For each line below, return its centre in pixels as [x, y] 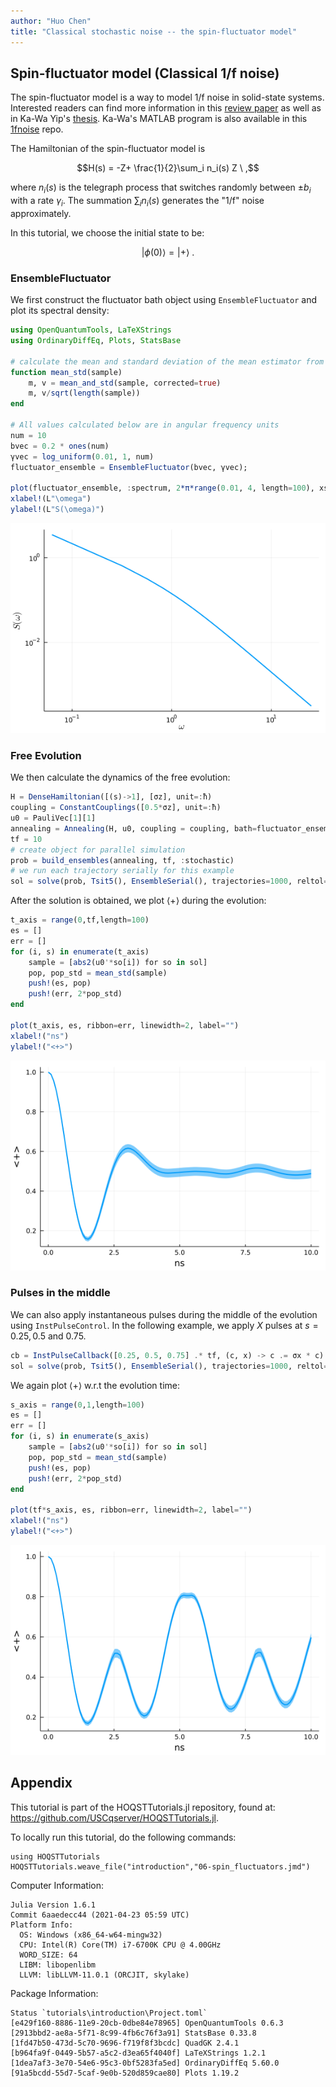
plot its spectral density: [60, 311]
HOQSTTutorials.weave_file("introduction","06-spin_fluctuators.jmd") [160, 1866]
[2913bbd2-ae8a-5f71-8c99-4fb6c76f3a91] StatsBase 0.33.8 [133, 2033]
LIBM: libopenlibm [58, 1965]
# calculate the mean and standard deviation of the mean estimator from [167, 361]
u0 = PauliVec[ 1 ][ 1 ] [53, 818]
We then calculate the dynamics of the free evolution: [120, 777]
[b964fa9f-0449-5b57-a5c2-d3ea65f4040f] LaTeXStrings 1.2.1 [138, 2053]
